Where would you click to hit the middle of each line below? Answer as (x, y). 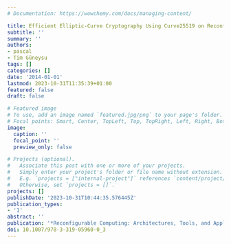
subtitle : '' (26, 32)
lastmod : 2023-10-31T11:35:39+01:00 (59, 83)
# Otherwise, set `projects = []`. (61, 185)
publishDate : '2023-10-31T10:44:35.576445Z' (72, 198)
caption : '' (31, 134)
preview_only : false (43, 147)
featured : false (30, 90)
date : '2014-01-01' (35, 77)
